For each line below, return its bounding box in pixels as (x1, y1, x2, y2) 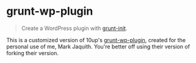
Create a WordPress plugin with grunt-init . (21, 24, 128, 32)
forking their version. (6, 49, 59, 56)
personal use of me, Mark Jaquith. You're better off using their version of (6, 43, 191, 50)
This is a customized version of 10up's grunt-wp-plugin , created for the (6, 36, 186, 43)
